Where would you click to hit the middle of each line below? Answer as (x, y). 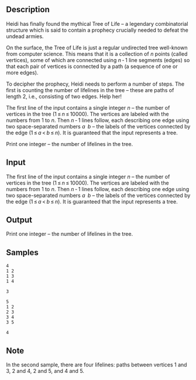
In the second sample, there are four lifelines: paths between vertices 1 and (97, 365)
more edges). (22, 72)
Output (19, 220)
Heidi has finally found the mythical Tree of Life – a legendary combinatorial (97, 23)
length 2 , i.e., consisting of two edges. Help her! (64, 96)
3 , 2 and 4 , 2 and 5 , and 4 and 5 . (45, 371)
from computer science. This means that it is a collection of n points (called (97, 54)
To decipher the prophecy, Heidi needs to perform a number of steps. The (95, 84)
